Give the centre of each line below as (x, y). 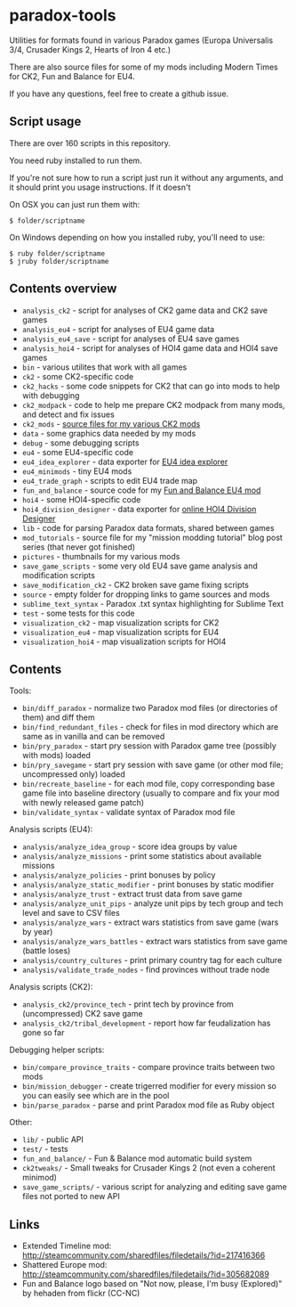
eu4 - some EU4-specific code (78, 452)
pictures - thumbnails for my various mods (101, 556)
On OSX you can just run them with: (75, 204)
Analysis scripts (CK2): (51, 987)
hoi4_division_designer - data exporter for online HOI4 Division (139, 509)
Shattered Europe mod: (64, 1265)
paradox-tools (63, 16)
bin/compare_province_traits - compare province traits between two (148, 1067)
